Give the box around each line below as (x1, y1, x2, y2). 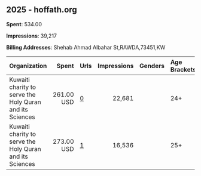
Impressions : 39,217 (6, 32, 57, 39)
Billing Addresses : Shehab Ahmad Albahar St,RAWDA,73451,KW (6, 44, 166, 51)
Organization (9, 61, 47, 70)
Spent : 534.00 (6, 20, 42, 27)
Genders (139, 61, 165, 70)
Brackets (170, 65, 196, 73)
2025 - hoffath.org (6, 5, 78, 15)
